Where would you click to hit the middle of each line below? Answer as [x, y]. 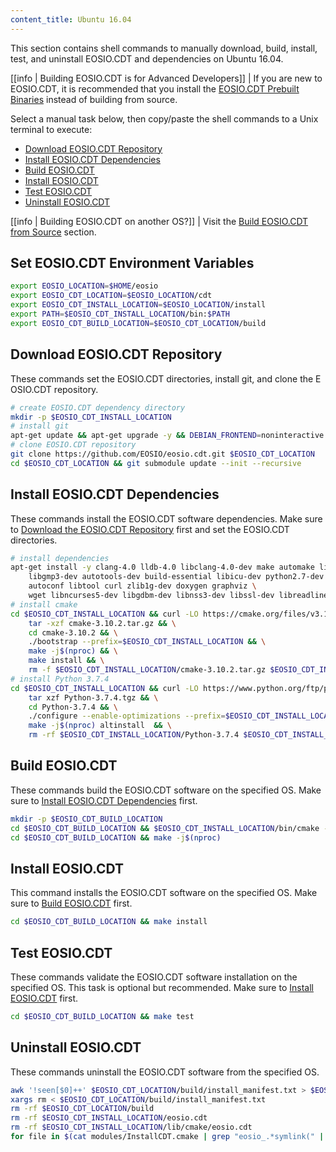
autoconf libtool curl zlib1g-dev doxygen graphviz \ [142, 586]
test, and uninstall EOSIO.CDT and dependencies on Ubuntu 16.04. [147, 58]
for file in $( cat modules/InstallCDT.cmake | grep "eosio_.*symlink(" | [167, 1137]
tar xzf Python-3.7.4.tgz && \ [93, 697]
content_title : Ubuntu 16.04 [71, 19]
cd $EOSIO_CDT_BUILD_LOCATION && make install [109, 922]
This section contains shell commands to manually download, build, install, [164, 48]
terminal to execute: [51, 129]
